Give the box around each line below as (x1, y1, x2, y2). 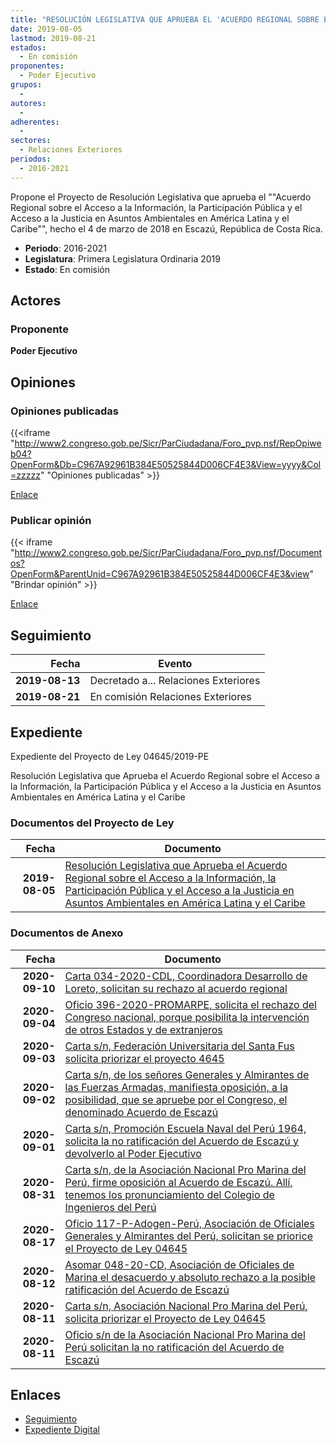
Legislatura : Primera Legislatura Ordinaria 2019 (24, 252, 221, 265)
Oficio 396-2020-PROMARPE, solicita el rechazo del (64, 997, 317, 1011)
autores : (10, 98, 47, 108)
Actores (10, 292, 62, 310)
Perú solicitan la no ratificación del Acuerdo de (64, 1340, 285, 1354)
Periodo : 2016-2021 (24, 242, 107, 254)
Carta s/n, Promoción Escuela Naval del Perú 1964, (64, 1121, 307, 1135)
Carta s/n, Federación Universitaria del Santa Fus (64, 1039, 295, 1053)
